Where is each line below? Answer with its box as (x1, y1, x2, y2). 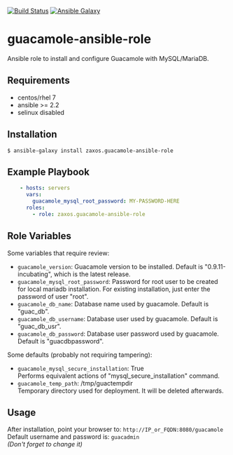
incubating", (17, 270, 52, 278)
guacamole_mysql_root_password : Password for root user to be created (17, 277, 218, 285)
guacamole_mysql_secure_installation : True (17, 364, 145, 372)
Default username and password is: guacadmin (7, 433, 140, 441)
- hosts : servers (20, 184, 71, 192)
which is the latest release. (53, 270, 131, 278)
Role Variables (7, 230, 71, 242)
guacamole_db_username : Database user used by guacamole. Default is (17, 314, 218, 322)
